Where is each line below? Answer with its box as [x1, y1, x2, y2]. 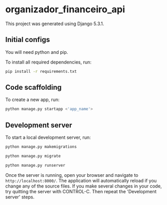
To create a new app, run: [5, 96, 60, 103]
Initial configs [5, 35, 50, 44]
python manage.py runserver [5, 162, 66, 168]
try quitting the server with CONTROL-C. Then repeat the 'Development [5, 188, 157, 194]
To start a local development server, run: [5, 134, 91, 140]
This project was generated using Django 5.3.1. [5, 20, 104, 27]
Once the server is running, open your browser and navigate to [5, 172, 139, 178]
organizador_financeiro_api [5, 4, 125, 15]
